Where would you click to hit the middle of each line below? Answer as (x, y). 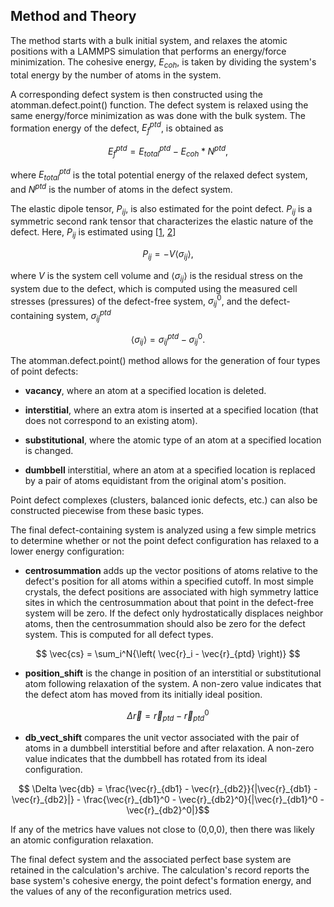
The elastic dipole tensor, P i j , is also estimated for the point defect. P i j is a (161, 209)
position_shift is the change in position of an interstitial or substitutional (173, 673)
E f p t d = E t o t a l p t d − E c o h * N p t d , (168, 151)
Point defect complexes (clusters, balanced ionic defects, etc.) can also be (164, 500)
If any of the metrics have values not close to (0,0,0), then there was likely (162, 829)
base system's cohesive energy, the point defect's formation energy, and (161, 880)
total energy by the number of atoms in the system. (116, 75)
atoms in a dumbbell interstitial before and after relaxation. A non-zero (169, 748)
